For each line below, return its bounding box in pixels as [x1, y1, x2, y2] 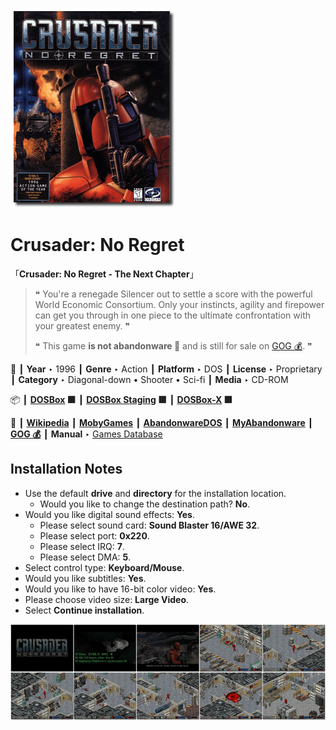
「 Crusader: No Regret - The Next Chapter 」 [10, 268, 199, 280]
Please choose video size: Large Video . [24, 593, 190, 605]
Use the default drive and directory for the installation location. [24, 487, 287, 499]
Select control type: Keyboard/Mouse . [24, 561, 185, 573]
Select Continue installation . [24, 604, 145, 616]
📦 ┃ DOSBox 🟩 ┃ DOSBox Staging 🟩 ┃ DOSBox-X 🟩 [10, 393, 233, 405]
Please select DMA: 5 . [39, 551, 132, 563]
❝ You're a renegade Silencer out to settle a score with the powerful [34, 288, 313, 300]
